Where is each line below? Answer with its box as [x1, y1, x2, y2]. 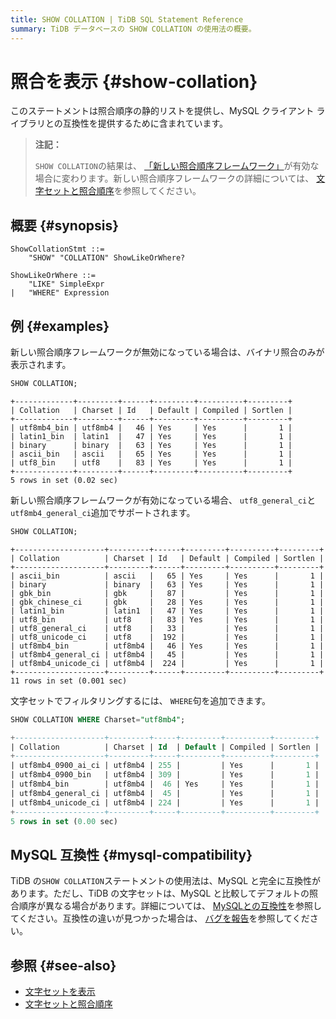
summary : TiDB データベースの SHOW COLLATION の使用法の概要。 [10, 24, 257, 34]
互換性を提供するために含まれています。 [62, 117, 229, 130]
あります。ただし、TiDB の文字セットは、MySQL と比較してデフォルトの [10, 887, 310, 900]
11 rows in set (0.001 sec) [10, 676, 128, 686]
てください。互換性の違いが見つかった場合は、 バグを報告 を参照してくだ [10, 912, 310, 925]
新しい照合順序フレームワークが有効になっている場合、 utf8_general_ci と [10, 494, 317, 506]
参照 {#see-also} [10, 957, 117, 974]
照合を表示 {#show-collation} [10, 70, 258, 93]
